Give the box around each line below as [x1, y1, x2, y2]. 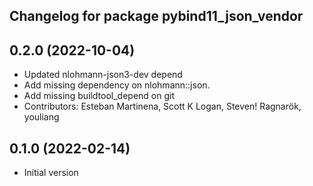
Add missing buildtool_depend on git [23, 90, 175, 102]
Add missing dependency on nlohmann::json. [23, 79, 211, 91]
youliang [23, 111, 60, 123]
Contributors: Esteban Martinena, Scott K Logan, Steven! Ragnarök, [23, 100, 302, 113]
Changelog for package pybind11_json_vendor [9, 8, 304, 25]
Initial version [23, 167, 79, 179]
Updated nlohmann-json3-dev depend [23, 69, 183, 81]
